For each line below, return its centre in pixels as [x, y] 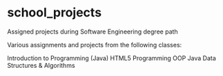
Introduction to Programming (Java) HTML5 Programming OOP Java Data [111, 58]
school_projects [55, 13]
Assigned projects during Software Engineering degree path [93, 31]
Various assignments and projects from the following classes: [95, 45]
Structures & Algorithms [41, 65]
